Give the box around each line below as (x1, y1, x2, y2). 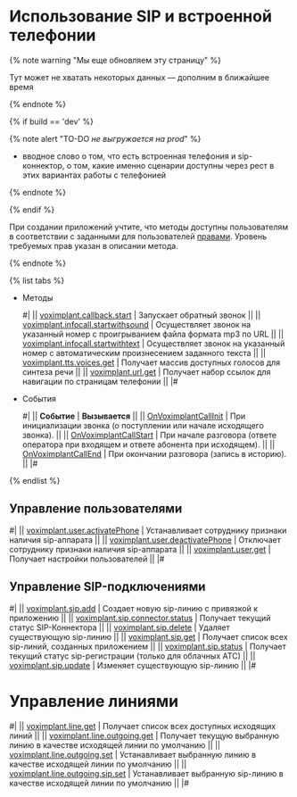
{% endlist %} (9, 475, 61, 486)
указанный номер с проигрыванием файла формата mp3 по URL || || (21, 328, 284, 339)
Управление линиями (9, 691, 179, 711)
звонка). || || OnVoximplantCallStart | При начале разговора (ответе (21, 429, 277, 440)
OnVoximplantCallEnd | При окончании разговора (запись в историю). (21, 448, 287, 459)
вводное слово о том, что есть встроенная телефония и (21, 150, 236, 162)
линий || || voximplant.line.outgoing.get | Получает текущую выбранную (9, 730, 279, 741)
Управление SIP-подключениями (9, 579, 206, 594)
